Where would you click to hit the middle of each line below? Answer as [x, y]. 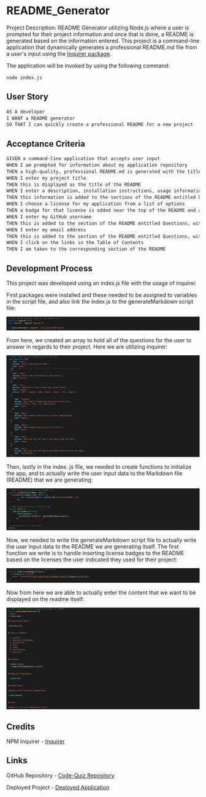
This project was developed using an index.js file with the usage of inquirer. [102, 283]
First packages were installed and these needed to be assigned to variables [102, 295]
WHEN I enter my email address [46, 230]
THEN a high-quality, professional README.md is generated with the [96, 171]
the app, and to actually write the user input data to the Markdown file [94, 473]
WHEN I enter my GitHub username [49, 217]
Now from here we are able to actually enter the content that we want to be [101, 593]
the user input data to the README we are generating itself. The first [93, 546]
